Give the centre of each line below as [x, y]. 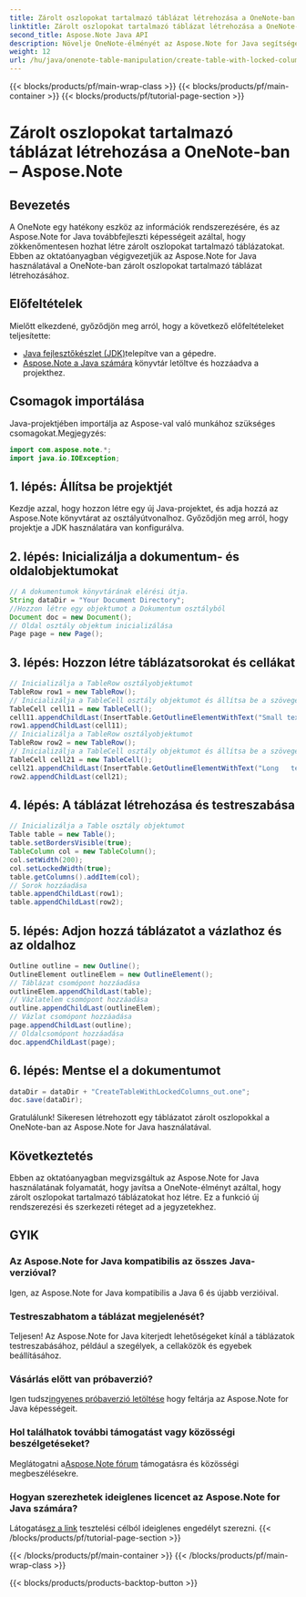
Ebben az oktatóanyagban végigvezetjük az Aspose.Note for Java [133, 256]
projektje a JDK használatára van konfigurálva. [97, 528]
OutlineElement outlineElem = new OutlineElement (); [112, 974]
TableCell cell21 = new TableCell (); [81, 759]
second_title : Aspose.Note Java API [79, 35]
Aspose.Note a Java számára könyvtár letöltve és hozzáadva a [141, 363]
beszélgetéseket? [50, 1444]
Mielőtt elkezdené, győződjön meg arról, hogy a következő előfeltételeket [147, 325]
